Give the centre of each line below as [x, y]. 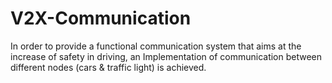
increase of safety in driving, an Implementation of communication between [166, 56]
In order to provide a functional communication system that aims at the [156, 46]
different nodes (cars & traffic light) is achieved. [108, 67]
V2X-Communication [101, 18]
